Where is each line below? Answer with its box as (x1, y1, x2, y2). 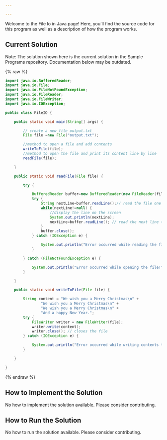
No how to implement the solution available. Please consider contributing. (5, 402, 156, 408)
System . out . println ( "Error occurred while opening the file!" (31, 265, 164, 270)
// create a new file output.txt (23, 128, 92, 133)
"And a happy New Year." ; (40, 310, 94, 315)
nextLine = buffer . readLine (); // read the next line (49, 220, 159, 224)
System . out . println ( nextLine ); (49, 215, 114, 220)
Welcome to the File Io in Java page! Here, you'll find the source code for (5, 20, 155, 26)
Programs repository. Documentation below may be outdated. (5, 59, 132, 65)
